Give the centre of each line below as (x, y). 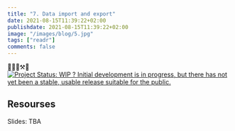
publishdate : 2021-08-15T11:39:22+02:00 (68, 27)
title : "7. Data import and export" (61, 14)
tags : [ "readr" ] (31, 40)
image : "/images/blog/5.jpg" (50, 34)
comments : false (31, 47)
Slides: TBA (24, 121)
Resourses (32, 104)
